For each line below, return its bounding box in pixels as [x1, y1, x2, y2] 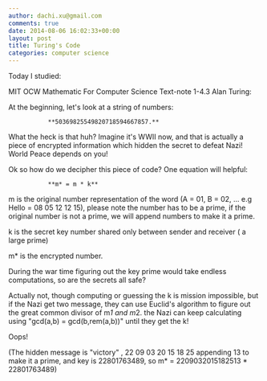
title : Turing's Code [8, 42, 81, 50]
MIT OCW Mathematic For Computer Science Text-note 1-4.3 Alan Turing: [8, 87, 253, 96]
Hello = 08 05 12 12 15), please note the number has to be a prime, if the [8, 203, 246, 212]
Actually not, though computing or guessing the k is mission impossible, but [8, 291, 259, 300]
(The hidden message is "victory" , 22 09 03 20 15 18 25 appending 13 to [8, 347, 250, 357]
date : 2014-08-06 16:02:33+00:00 [8, 27, 120, 35]
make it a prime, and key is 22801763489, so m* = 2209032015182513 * [8, 356, 248, 366]
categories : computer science [8, 49, 110, 57]
